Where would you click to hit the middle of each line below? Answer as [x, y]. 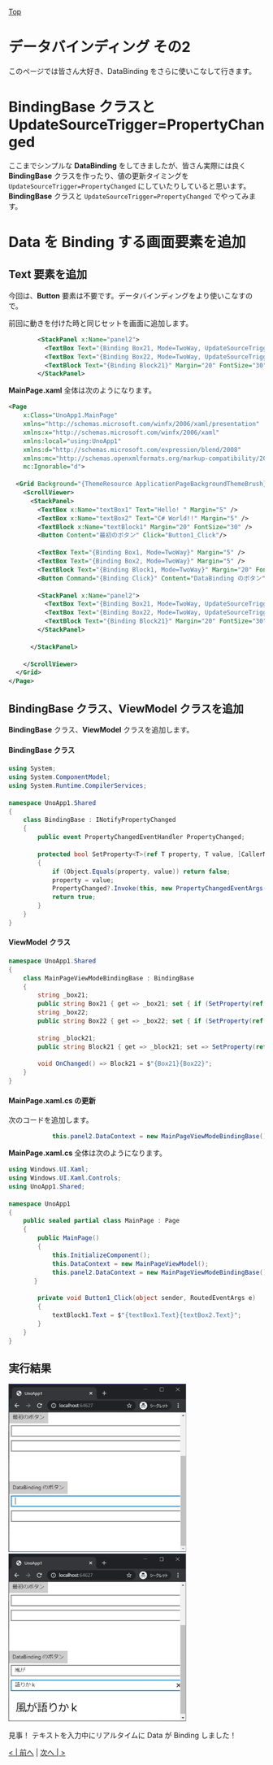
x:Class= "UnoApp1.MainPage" [70, 415]
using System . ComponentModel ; [60, 777]
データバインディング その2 [100, 47]
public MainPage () [69, 1238]
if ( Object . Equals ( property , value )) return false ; [141, 872]
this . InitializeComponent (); [101, 1255]
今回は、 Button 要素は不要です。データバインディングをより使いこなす [127, 295]
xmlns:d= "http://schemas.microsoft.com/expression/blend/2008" [132, 450]
